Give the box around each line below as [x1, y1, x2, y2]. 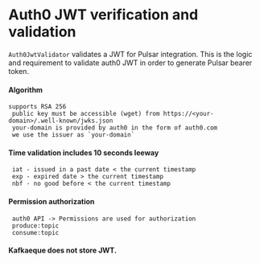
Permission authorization [8, 196, 95, 206]
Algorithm [8, 84, 43, 94]
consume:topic [11, 228, 60, 236]
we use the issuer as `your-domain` [11, 131, 135, 139]
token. [8, 66, 30, 76]
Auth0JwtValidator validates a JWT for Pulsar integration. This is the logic [8, 49, 253, 59]
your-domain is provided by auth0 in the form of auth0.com [11, 124, 218, 132]
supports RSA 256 [8, 103, 67, 111]
